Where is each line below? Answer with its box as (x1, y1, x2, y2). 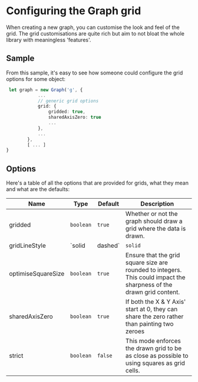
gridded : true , (48, 109, 85, 115)
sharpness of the (126, 281, 173, 289)
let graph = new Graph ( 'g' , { (8, 87, 83, 93)
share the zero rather (126, 312, 184, 321)
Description (140, 200, 174, 208)
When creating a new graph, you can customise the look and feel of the (6, 24, 180, 31)
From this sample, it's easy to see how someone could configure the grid (6, 69, 183, 76)
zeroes (126, 327, 145, 335)
